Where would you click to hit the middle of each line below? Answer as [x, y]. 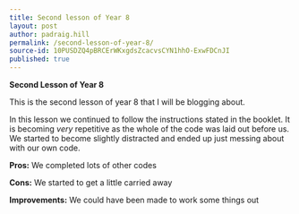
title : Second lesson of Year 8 [69, 17]
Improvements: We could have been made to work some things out [134, 200]
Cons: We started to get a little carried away [91, 183]
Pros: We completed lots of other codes [83, 165]
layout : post [34, 26]
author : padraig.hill [50, 34]
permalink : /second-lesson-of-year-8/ [81, 43]
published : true [39, 59]
